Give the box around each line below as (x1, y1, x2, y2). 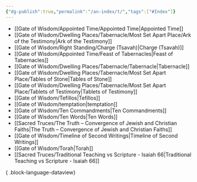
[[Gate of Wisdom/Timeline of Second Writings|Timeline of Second (14, 132, 178, 139)
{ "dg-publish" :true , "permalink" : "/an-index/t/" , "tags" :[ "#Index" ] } (5, 8, 176, 15)
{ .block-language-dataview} (5, 168, 76, 175)
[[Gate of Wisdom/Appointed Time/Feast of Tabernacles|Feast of (14, 50, 173, 57)
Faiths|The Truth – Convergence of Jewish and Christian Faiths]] (14, 126, 173, 133)
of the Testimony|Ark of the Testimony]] (14, 37, 112, 44)
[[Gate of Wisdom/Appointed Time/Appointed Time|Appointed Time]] (14, 25, 183, 32)
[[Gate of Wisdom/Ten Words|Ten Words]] (14, 113, 118, 120)
